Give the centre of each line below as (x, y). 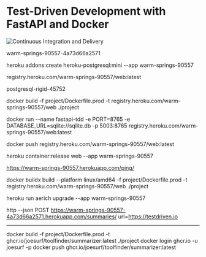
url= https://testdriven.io (148, 217)
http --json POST (28, 210)
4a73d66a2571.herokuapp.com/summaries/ (62, 217)
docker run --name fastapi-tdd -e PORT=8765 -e (68, 119)
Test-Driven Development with (86, 11)
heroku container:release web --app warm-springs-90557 (80, 156)
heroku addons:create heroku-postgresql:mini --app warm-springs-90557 (100, 65)
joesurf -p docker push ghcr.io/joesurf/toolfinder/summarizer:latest (91, 247)
